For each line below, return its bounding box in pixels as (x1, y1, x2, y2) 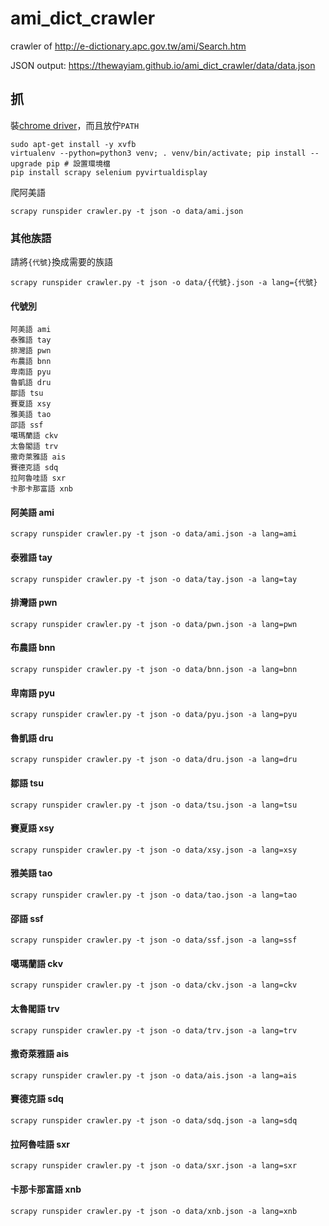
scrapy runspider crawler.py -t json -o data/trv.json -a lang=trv (10, 1025, 298, 1036)
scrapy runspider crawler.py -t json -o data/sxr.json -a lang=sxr (10, 1161, 298, 1171)
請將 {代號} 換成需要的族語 (10, 256, 114, 268)
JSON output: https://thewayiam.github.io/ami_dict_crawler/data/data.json (10, 59, 316, 71)
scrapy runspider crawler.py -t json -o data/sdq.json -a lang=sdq (10, 1116, 298, 1126)
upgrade (10, 158, 43, 169)
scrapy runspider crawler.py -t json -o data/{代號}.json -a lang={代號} (10, 278, 318, 288)
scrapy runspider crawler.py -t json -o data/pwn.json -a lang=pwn (10, 619, 298, 629)
